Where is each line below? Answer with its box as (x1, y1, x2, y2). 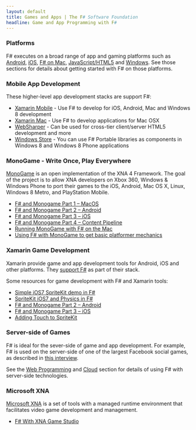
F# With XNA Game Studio (14, 418, 79, 425)
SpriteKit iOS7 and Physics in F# (14, 295, 93, 302)
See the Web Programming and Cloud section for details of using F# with (6, 366, 184, 373)
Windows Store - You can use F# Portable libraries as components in (14, 135, 182, 143)
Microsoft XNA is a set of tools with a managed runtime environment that (6, 400, 183, 407)
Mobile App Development (6, 80, 81, 88)
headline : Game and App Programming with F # (6, 19, 117, 25)
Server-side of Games (6, 328, 71, 336)
